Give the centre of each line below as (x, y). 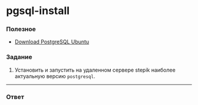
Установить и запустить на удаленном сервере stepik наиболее (95, 70)
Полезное (21, 29)
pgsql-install (38, 11)
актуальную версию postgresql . (55, 76)
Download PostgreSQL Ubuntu (52, 42)
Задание (19, 57)
